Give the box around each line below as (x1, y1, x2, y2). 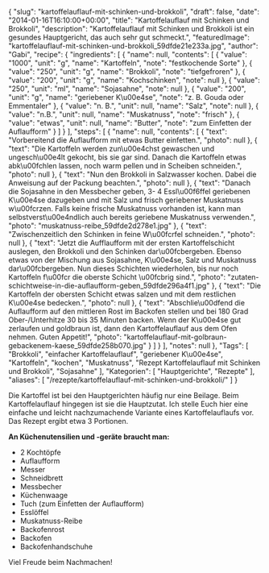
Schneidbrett (19, 473, 64, 483)
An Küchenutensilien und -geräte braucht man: (8, 432, 170, 442)
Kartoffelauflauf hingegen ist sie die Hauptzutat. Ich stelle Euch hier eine (8, 399, 248, 409)
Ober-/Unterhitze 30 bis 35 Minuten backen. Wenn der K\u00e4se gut (8, 315, 242, 325)
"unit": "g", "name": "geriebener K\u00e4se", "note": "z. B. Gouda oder (8, 93, 244, 102)
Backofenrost (19, 525, 65, 534)
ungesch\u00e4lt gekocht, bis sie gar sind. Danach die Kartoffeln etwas (8, 152, 247, 162)
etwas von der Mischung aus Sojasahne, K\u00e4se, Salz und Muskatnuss (8, 255, 257, 264)
